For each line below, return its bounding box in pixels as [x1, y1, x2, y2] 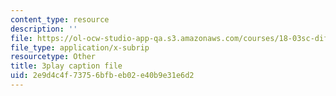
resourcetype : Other [10, 52, 97, 62]
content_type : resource [10, 14, 110, 25]
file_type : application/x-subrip [10, 42, 150, 53]
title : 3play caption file [10, 61, 123, 71]
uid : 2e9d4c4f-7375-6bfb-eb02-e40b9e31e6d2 [10, 71, 195, 81]
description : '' [10, 24, 78, 34]
